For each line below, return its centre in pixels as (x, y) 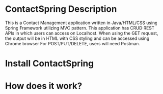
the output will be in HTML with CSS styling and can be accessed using (77, 38)
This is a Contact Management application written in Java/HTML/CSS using (81, 23)
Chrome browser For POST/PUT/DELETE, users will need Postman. (73, 43)
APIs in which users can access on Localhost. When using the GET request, (82, 33)
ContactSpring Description (61, 9)
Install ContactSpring (50, 64)
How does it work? (44, 86)
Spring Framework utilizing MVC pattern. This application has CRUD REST (80, 28)
